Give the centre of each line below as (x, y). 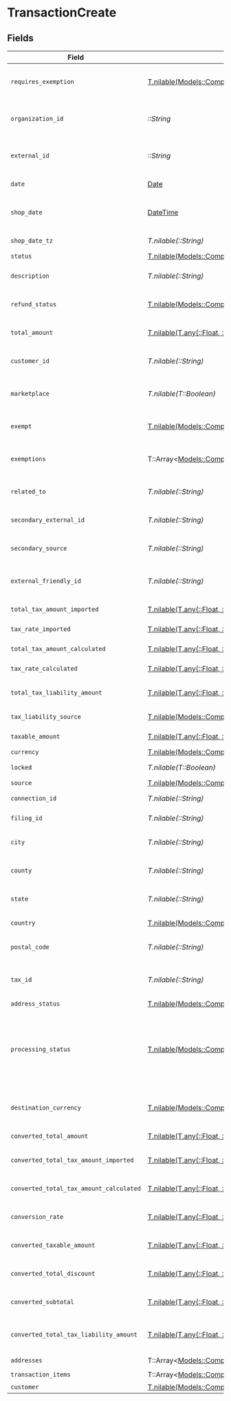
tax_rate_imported (41, 629)
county (21, 871)
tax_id (21, 980)
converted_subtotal (42, 1302)
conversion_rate (37, 1217)
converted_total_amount (49, 1136)
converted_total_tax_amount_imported (72, 1160)
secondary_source (39, 548)
